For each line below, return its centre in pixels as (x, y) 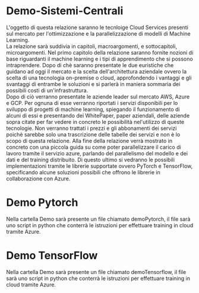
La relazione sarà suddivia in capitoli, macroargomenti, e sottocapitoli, (91, 46)
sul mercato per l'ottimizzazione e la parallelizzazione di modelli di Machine (99, 33)
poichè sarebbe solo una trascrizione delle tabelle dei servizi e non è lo (93, 134)
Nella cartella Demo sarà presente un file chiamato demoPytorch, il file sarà (98, 219)
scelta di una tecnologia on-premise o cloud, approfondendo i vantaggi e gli (99, 78)
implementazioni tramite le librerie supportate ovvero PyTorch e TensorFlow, (99, 166)
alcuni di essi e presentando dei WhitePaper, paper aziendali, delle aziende (98, 115)
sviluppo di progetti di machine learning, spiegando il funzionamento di (93, 109)
